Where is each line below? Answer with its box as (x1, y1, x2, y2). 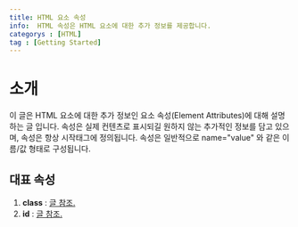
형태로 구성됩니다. (28, 143, 91, 154)
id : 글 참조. (21, 208, 62, 219)
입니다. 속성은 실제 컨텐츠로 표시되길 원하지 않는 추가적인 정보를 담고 (35, 121, 274, 132)
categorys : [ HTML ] (9, 29, 82, 38)
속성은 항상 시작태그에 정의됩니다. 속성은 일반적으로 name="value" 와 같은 (21, 133, 281, 143)
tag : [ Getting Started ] (9, 37, 102, 47)
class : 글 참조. (21, 198, 76, 207)
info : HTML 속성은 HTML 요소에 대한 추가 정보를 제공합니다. (9, 21, 211, 30)
